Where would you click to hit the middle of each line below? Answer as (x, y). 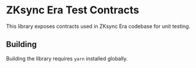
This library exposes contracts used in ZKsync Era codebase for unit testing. (98, 26)
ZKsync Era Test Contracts (73, 10)
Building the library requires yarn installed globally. (67, 58)
